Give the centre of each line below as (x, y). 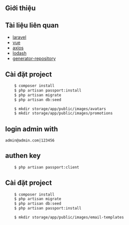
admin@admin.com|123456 (30, 140)
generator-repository (34, 58)
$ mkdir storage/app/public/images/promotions (63, 113)
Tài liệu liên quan (32, 25)
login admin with (32, 129)
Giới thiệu (20, 8)
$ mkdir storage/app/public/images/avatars (60, 109)
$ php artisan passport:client (47, 167)
